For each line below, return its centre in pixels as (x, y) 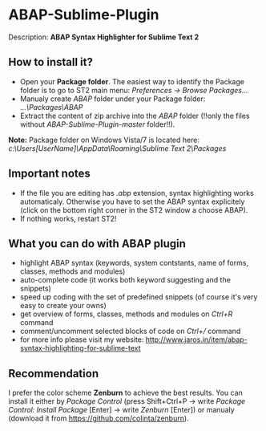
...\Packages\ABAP (51, 107)
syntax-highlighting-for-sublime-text (81, 348)
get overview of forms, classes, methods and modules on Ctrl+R (126, 314)
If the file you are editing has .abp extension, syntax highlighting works (137, 193)
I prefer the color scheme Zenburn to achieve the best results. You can (125, 393)
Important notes (49, 174)
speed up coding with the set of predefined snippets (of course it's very (139, 297)
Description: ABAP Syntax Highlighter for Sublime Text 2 (104, 37)
